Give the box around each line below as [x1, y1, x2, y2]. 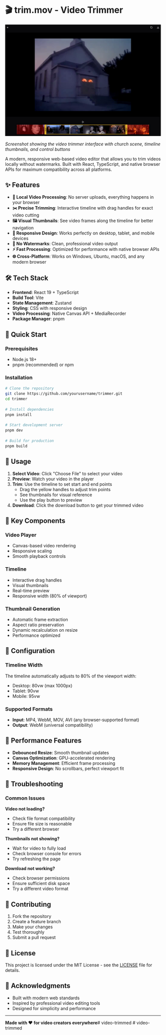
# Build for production [5, 439, 54, 444]
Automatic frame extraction [12, 616, 68, 622]
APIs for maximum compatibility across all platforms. [5, 166, 112, 172]
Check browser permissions [12, 875, 70, 881]
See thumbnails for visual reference [19, 492, 92, 498]
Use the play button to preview [19, 497, 83, 503]
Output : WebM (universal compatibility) [12, 722, 93, 728]
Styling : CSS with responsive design [12, 305, 87, 311]
